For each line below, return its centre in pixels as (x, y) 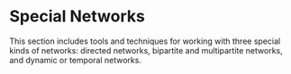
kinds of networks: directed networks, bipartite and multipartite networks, (146, 50)
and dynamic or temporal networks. (76, 60)
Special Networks (77, 16)
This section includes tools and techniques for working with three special (145, 41)
